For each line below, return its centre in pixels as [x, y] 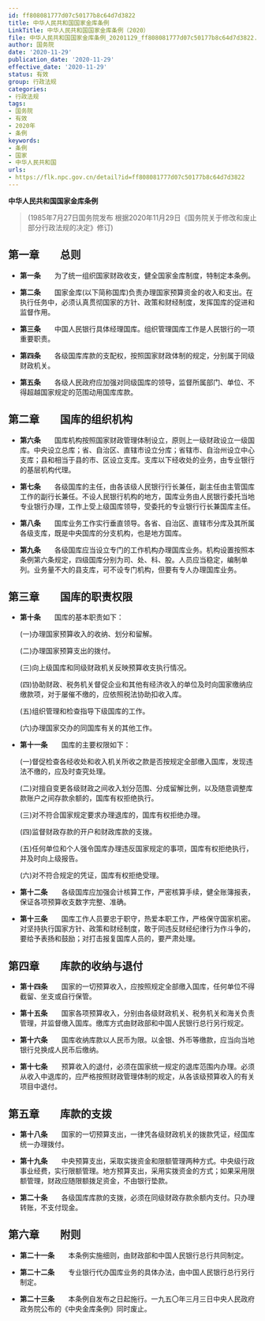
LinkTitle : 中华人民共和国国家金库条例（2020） [79, 30]
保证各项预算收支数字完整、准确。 [75, 902]
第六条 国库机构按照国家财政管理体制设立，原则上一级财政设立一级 [134, 440]
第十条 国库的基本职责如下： [71, 617]
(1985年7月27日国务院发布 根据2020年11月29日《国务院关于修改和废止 [142, 218]
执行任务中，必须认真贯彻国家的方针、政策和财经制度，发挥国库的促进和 [137, 302]
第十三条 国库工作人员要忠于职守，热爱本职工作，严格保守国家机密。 [137, 919]
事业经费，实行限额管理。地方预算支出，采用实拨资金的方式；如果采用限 [137, 1171]
